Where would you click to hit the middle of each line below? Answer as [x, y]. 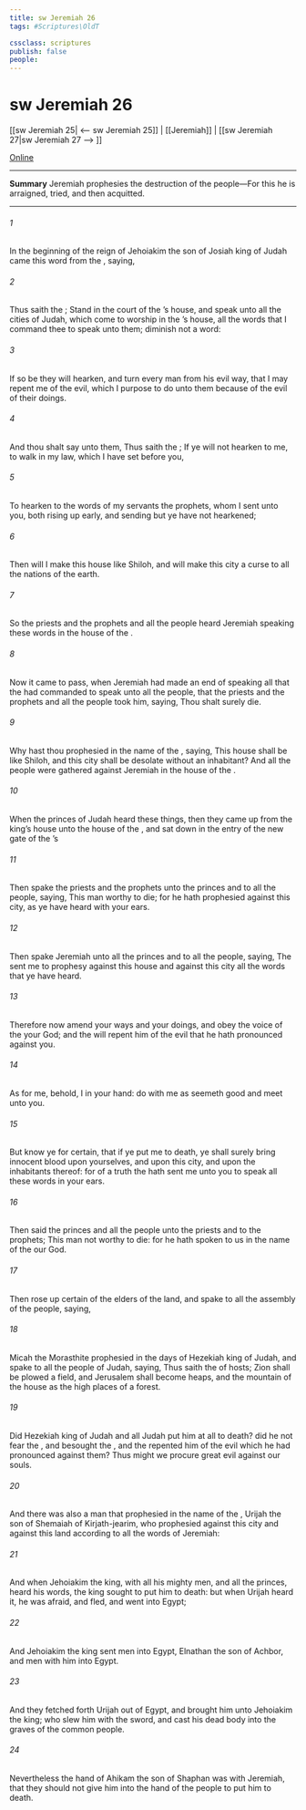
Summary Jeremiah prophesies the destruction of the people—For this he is [153, 184]
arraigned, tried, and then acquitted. [77, 193]
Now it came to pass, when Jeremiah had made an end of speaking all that [149, 682]
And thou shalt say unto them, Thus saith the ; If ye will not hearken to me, [149, 447]
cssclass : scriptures [51, 43]
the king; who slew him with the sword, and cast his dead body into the [143, 1719]
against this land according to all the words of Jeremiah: [115, 1534]
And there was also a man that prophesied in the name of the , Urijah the [146, 1514]
